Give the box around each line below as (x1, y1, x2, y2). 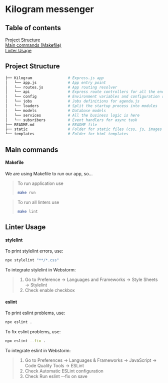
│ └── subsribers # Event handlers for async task (5, 117, 137, 123)
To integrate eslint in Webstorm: (5, 347, 71, 353)
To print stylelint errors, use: (5, 248, 63, 254)
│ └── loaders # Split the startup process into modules (5, 104, 157, 109)
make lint (17, 209, 38, 214)
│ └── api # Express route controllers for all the (5, 89, 155, 94)
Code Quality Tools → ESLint (24, 362, 84, 368)
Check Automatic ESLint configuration (24, 368, 104, 374)
